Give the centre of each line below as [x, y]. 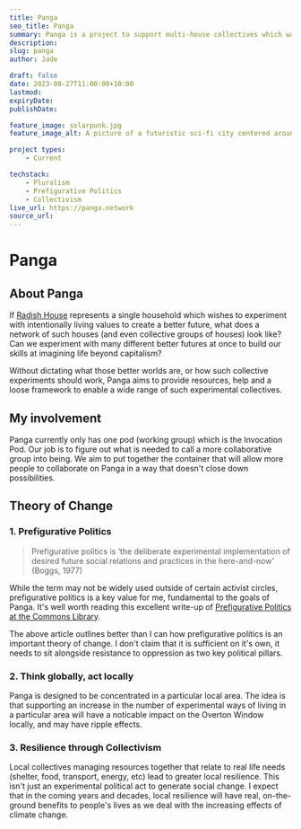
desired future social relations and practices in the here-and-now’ [153, 560]
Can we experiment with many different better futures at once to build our [145, 344]
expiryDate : [31, 101]
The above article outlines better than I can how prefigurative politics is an [146, 633]
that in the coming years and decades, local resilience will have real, [135, 796]
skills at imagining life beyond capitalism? [86, 353]
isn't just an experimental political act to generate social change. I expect [144, 786]
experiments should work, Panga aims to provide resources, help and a [140, 380]
